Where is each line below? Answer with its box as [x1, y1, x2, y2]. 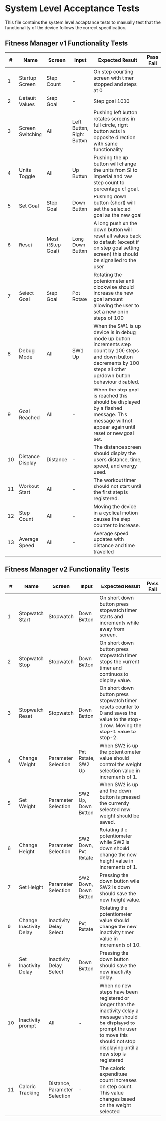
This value [99, 1089, 124, 1096]
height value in [99, 857, 134, 864]
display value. [99, 677, 132, 683]
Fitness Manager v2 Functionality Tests [5, 565, 129, 574]
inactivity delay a [99, 1007, 139, 1014]
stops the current [99, 658, 140, 665]
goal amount [93, 295, 123, 302]
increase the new [93, 290, 134, 296]
